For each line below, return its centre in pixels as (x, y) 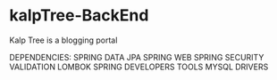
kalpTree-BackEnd (79, 16)
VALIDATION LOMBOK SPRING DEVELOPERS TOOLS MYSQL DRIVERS (139, 67)
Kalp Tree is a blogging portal (63, 40)
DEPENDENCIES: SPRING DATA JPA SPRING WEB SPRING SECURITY (137, 57)
